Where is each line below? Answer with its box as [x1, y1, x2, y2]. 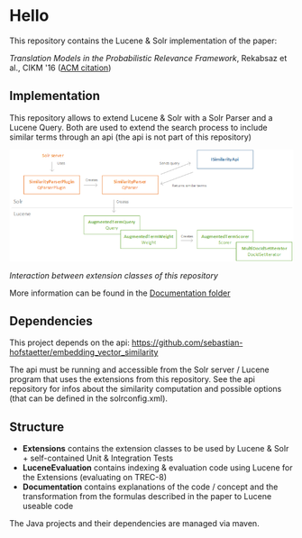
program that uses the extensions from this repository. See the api [9, 374, 255, 385]
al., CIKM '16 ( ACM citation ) [9, 62, 112, 73]
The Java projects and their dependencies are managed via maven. [9, 518, 260, 529]
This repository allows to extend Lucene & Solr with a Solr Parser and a [9, 112, 273, 123]
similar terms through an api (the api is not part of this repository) [9, 132, 252, 142]
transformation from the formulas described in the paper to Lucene [22, 491, 272, 502]
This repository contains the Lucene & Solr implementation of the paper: [9, 35, 278, 46]
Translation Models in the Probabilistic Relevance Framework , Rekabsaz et [9, 52, 288, 63]
